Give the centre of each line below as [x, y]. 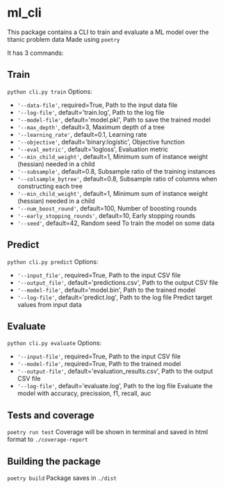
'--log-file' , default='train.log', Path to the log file [91, 112]
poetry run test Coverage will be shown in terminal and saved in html [108, 432]
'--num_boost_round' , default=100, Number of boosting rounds [107, 208]
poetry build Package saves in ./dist [62, 478]
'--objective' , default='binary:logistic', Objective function [101, 142]
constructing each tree [50, 186]
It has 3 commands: [35, 53]
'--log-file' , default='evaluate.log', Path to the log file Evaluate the [115, 386]
